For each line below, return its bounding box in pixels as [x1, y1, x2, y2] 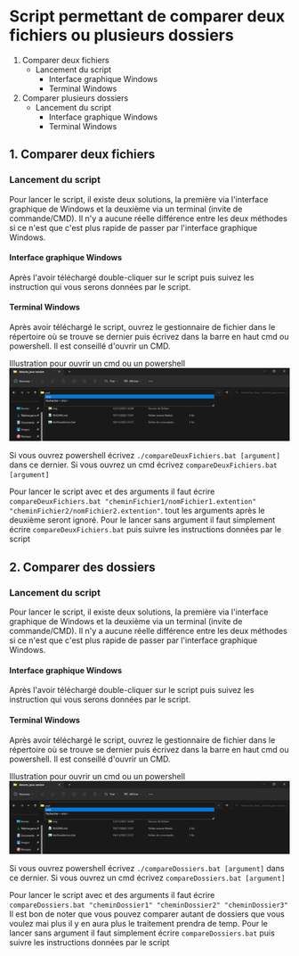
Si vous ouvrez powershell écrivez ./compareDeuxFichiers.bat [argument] [9, 450, 280, 461]
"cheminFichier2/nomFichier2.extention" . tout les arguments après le [9, 506, 265, 516]
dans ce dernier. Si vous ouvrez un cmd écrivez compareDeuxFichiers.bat [9, 459, 278, 470]
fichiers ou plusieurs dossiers [9, 25, 234, 45]
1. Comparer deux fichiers [9, 147, 156, 162]
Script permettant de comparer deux [9, 6, 286, 27]
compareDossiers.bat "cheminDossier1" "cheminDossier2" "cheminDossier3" [9, 901, 289, 910]
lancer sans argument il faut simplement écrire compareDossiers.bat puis [9, 927, 276, 938]
